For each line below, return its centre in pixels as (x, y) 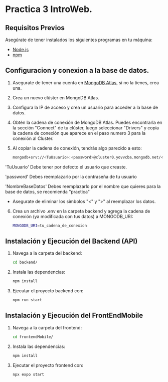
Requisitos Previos (35, 28)
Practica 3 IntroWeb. (49, 9)
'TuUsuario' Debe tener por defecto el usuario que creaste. (66, 167)
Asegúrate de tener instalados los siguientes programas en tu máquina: (79, 40)
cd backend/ (25, 262)
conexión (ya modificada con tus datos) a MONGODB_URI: (73, 216)
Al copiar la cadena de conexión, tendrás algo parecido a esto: (77, 148)
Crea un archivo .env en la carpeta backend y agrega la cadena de (81, 211)
